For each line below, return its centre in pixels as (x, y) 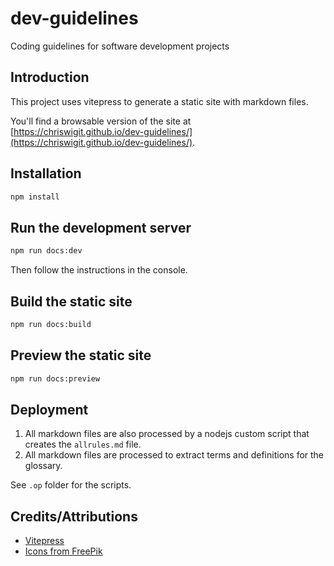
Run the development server (101, 227)
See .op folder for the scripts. (71, 485)
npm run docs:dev (46, 251)
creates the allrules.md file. (83, 444)
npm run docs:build (51, 324)
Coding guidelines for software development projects (120, 46)
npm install (35, 197)
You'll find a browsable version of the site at (101, 121)
